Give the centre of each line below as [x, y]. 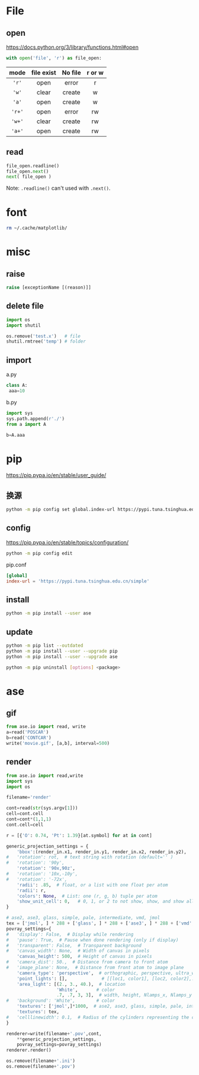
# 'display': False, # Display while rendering [70, 934]
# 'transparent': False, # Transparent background [74, 945]
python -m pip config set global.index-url [61, 510]
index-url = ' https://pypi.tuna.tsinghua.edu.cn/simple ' [78, 581]
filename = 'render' [29, 797]
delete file [25, 306]
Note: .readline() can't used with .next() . [58, 188]
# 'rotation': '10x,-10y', [42, 874]
